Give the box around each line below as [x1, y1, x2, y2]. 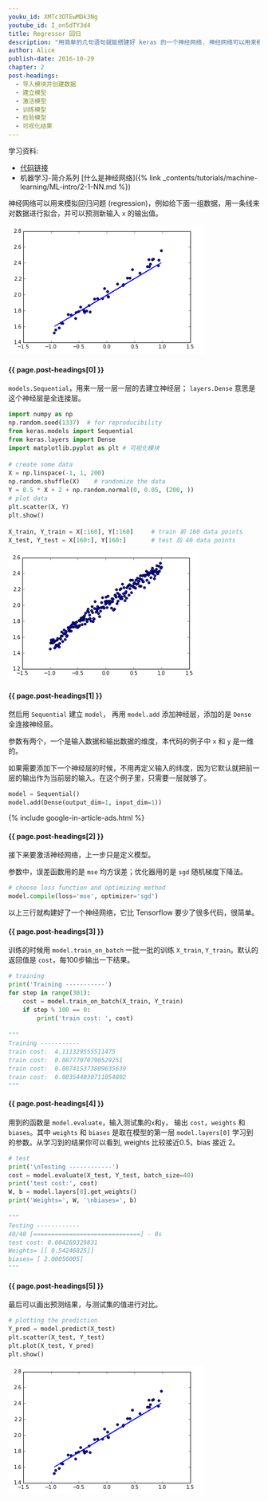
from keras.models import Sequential [8, 427, 134, 435]
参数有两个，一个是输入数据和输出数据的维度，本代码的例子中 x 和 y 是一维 [8, 736, 254, 746]
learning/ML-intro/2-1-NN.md [19, 182, 117, 191]
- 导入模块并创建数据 [15, 80, 77, 88]
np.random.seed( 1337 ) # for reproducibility [8, 419, 162, 427]
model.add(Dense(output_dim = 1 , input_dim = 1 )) [8, 798, 162, 807]
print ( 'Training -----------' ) [8, 981, 112, 989]
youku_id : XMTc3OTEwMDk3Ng [8, 13, 98, 21]
